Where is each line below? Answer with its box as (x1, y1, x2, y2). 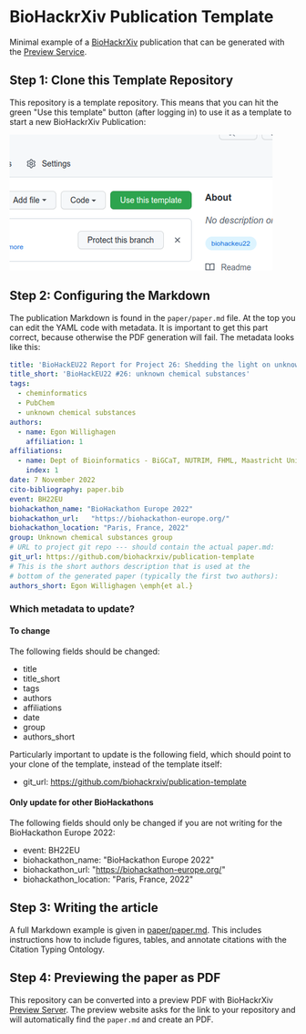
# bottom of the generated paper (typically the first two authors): (9, 572, 280, 581)
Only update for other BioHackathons (9, 797, 154, 808)
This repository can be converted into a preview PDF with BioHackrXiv (9, 994, 273, 1005)
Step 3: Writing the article (9, 900, 158, 915)
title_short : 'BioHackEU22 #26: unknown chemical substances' (9, 369, 250, 379)
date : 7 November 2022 (9, 476, 96, 485)
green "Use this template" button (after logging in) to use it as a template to (9, 107, 292, 118)
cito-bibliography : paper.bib (9, 485, 125, 494)
